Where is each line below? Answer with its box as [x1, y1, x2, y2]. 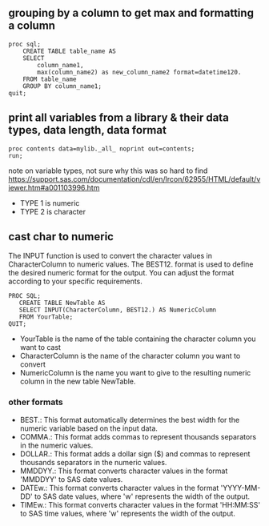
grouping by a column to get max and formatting [8, 6, 255, 20]
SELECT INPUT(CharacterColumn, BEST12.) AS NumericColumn [18, 306, 217, 315]
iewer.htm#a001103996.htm [8, 183, 100, 192]
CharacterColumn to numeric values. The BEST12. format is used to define [8, 259, 254, 269]
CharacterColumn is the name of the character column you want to [19, 351, 241, 361]
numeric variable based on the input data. [19, 424, 159, 433]
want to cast [19, 343, 62, 352]
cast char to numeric [8, 230, 114, 243]
